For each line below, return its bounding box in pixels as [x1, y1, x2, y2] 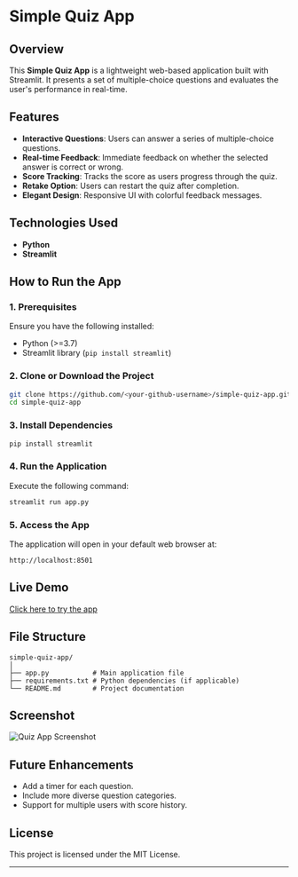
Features [9, 109, 59, 125]
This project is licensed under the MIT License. [9, 849, 181, 860]
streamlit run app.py [9, 497, 90, 507]
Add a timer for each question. [21, 781, 134, 792]
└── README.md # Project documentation [9, 683, 184, 693]
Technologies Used [9, 216, 118, 231]
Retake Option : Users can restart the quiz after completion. [21, 180, 239, 191]
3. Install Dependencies [9, 419, 114, 431]
